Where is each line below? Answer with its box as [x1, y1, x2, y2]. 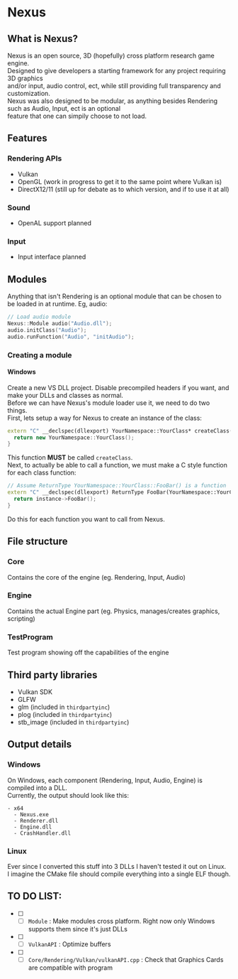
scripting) [7, 614, 35, 622]
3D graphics [7, 74, 44, 82]
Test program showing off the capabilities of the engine [7, 648, 169, 657]
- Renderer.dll [13, 817, 59, 824]
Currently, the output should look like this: [7, 791, 130, 799]
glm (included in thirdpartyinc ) [17, 703, 110, 711]
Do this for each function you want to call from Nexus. [7, 514, 165, 523]
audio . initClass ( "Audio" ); [7, 326, 87, 334]
